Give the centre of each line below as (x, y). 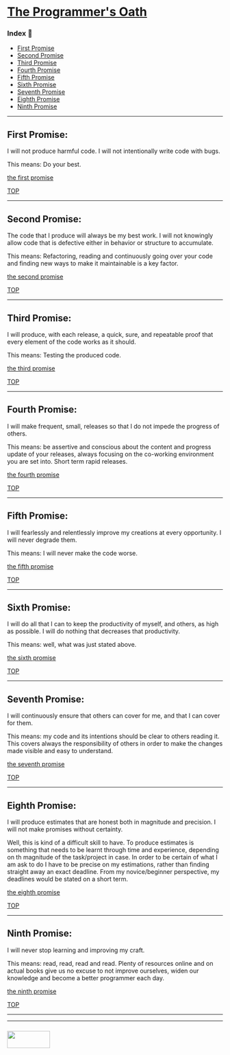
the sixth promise (31, 658)
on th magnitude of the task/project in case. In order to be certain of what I (112, 857)
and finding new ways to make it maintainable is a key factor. (93, 263)
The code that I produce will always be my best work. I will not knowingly (110, 236)
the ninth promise (32, 991)
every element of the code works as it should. (72, 342)
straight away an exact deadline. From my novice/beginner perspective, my (113, 871)
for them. (20, 723)
